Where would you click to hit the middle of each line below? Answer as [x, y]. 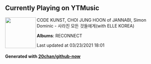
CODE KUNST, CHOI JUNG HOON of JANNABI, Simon [91, 20]
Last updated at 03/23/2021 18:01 [71, 45]
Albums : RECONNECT [60, 35]
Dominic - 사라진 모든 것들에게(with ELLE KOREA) [86, 26]
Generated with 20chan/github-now [43, 57]
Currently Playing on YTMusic [52, 8]
